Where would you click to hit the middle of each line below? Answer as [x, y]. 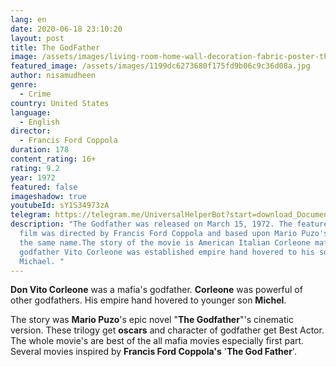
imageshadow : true [48, 196]
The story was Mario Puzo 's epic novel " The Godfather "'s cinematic [152, 320]
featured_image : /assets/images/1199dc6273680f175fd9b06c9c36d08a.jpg [160, 66]
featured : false [44, 187]
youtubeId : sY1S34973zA [60, 206]
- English [39, 122]
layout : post [37, 38]
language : [31, 112]
